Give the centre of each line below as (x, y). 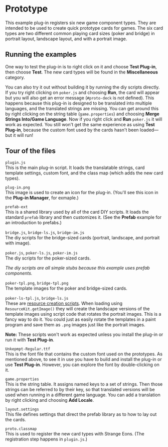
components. (19, 273)
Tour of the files (31, 151)
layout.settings (22, 409)
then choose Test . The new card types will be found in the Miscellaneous (81, 72)
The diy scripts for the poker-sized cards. (48, 258)
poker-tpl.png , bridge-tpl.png (37, 283)
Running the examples (41, 55)
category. (15, 77)
